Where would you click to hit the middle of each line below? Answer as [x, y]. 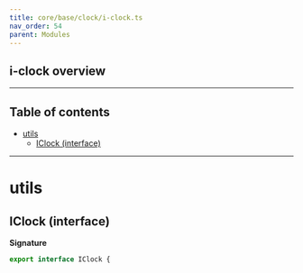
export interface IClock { [60, 259]
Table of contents [60, 112]
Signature [28, 243]
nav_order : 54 [36, 26]
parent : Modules [40, 34]
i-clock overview [58, 71]
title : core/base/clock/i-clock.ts [76, 18]
